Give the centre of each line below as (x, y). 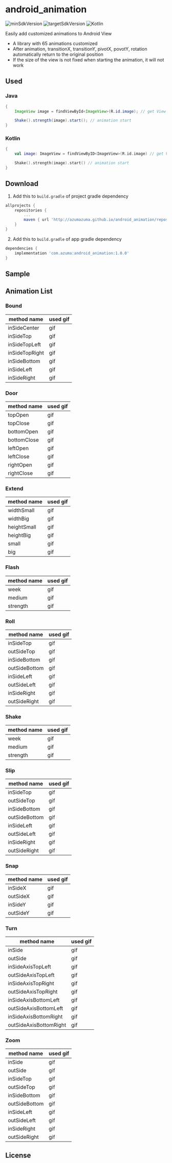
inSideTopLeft (24, 344)
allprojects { (20, 205)
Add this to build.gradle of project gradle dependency (71, 196)
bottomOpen (23, 431)
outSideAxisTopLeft (31, 975)
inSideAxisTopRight (31, 983)
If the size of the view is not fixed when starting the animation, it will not (88, 59)
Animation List (29, 291)
